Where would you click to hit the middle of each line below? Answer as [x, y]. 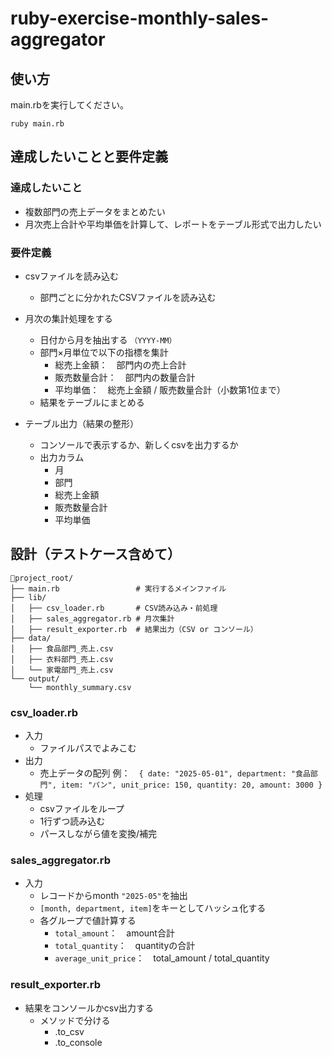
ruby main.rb [37, 124]
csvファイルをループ [82, 809]
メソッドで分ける [75, 1020]
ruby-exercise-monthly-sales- [140, 18]
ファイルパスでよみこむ [88, 748]
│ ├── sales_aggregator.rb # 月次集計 [92, 618]
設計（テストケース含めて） [95, 554]
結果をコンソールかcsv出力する [89, 1008]
